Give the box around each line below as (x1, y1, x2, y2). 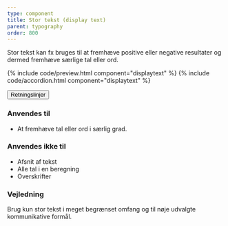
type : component (7, 10, 54, 17)
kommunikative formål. (7, 212, 72, 221)
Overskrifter (17, 172, 52, 180)
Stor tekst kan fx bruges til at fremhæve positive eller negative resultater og (7, 48, 222, 57)
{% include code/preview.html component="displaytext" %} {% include (7, 69, 210, 77)
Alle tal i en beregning (17, 164, 79, 173)
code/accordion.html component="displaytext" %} (7, 77, 152, 85)
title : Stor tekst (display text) (7, 17, 107, 23)
